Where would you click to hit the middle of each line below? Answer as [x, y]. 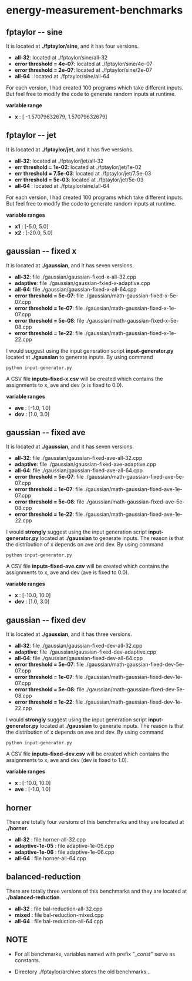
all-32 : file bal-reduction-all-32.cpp [58, 909]
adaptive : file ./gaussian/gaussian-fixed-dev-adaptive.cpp [85, 652]
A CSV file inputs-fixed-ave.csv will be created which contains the [87, 566]
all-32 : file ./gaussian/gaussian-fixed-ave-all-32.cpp [78, 458]
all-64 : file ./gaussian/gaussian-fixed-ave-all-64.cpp [78, 470]
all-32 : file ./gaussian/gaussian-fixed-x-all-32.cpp [75, 277]
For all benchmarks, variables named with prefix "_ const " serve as [95, 954]
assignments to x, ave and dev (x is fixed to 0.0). [65, 385]
